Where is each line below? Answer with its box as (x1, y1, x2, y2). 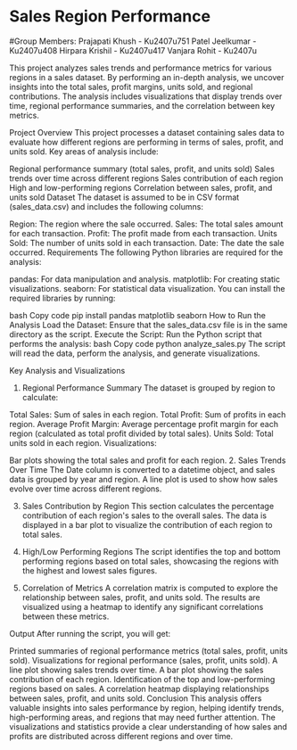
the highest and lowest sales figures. (21, 565, 158, 576)
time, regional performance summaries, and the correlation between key (9, 100, 276, 111)
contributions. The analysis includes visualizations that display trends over (9, 91, 283, 102)
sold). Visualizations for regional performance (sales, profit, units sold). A (9, 655, 278, 665)
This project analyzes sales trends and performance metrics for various (9, 62, 272, 73)
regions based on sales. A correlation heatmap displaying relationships (9, 683, 269, 694)
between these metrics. (21, 611, 110, 622)
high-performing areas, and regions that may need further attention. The (9, 712, 276, 722)
